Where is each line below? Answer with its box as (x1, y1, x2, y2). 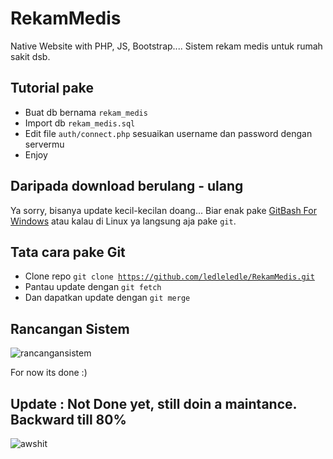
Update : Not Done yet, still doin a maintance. (10, 395, 297, 412)
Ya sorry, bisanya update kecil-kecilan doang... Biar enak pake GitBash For (10, 204, 317, 216)
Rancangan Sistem (10, 320, 130, 337)
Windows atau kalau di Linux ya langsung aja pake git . (10, 215, 237, 227)
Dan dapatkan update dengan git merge (24, 292, 191, 304)
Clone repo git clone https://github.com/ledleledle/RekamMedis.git (24, 270, 315, 282)
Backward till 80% (10, 411, 127, 428)
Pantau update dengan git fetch (24, 281, 162, 293)
